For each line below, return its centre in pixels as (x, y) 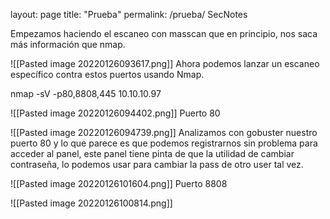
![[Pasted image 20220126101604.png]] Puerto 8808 (119, 183)
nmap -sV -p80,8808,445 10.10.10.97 (86, 93)
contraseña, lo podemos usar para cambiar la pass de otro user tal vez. (157, 164)
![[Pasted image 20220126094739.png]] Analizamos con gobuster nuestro (164, 132)
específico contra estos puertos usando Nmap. (107, 74)
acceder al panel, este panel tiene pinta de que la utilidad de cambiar (152, 153)
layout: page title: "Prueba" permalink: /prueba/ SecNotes (129, 14)
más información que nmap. (68, 44)
